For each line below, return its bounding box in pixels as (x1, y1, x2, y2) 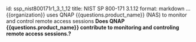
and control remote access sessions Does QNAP (6, 18, 125, 24)
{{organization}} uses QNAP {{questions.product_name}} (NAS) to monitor (6, 11, 187, 18)
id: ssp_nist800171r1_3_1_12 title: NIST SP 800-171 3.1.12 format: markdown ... (6, 5, 191, 12)
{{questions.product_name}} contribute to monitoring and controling (6, 24, 179, 31)
